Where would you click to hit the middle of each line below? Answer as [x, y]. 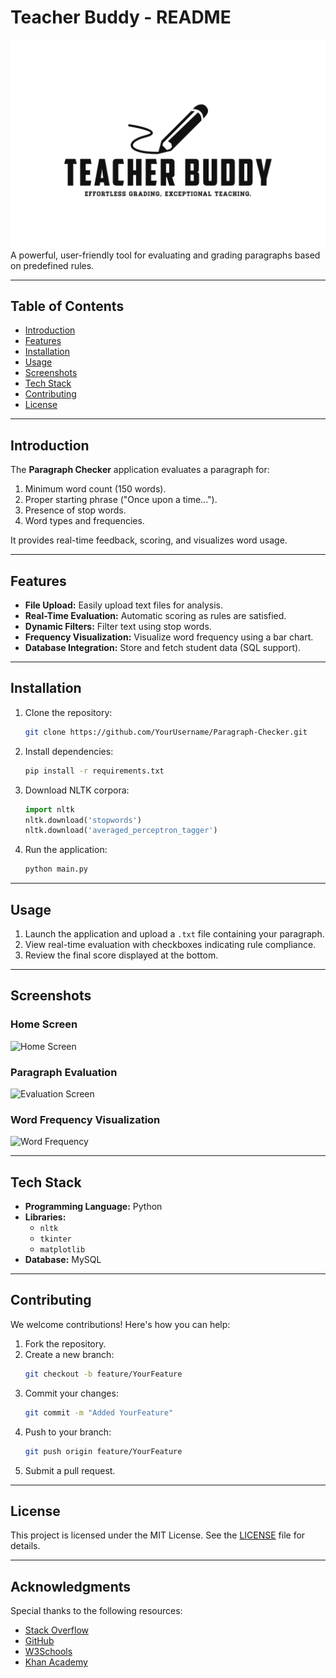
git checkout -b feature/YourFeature [103, 1374]
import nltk [49, 809]
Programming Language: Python [93, 1207]
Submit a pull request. [70, 1470]
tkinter [55, 1239]
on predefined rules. [52, 265]
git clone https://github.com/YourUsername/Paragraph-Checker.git [166, 732]
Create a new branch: [69, 1354]
